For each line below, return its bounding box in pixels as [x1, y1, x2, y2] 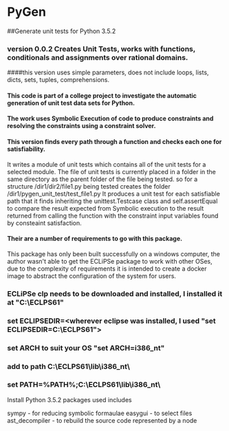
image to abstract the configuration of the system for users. [7, 271, 177, 280]
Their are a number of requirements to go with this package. [7, 235, 183, 243]
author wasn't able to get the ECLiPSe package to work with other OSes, [7, 257, 213, 265]
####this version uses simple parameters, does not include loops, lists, [7, 68, 209, 76]
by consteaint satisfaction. [7, 218, 83, 227]
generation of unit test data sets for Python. [7, 98, 135, 107]
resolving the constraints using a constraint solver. [7, 122, 156, 130]
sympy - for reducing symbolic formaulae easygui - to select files [7, 409, 193, 417]
